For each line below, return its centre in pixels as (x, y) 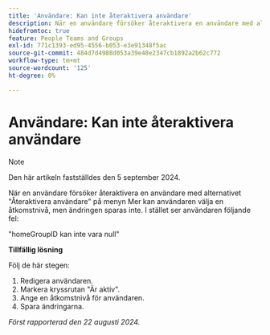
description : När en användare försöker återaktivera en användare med (131, 23)
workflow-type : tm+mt (45, 61)
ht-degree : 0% (32, 76)
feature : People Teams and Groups (66, 38)
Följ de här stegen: (39, 265)
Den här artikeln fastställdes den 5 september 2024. (94, 177)
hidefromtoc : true (39, 31)
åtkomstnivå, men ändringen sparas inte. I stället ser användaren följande (130, 210)
